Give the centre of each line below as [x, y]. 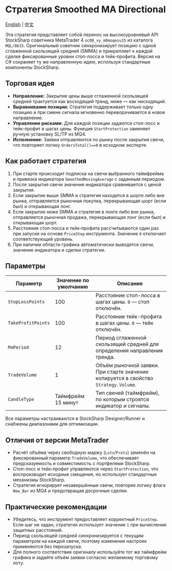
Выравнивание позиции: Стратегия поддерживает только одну [83, 107]
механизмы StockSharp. [39, 480]
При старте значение [122, 372]
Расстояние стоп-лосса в [128, 295]
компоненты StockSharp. [33, 67]
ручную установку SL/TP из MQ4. [49, 134]
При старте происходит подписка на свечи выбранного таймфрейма [88, 174]
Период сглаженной [121, 338]
